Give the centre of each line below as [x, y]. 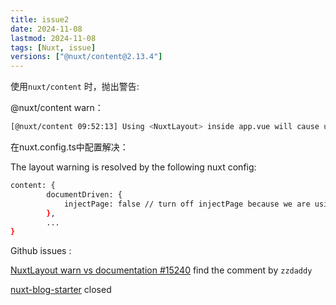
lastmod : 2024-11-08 [53, 38]
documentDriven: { [84, 194]
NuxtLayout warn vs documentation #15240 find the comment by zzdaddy [161, 270]
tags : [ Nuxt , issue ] [53, 47]
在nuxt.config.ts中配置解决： [69, 147]
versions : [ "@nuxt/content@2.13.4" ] [86, 57]
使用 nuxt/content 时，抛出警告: [75, 87]
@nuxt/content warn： [57, 108]
